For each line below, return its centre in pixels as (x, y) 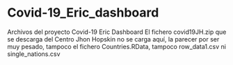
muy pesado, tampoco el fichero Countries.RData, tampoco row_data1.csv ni (116, 46)
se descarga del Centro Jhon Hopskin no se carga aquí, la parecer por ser (113, 39)
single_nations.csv (34, 54)
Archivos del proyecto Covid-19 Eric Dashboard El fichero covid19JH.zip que (117, 32)
